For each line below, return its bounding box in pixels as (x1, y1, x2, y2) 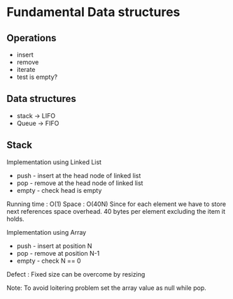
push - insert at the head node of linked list (16, 171, 141, 180)
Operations (6, 32, 57, 44)
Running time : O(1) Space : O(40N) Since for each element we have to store (6, 200, 227, 208)
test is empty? (16, 73, 57, 81)
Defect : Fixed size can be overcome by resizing (6, 270, 146, 278)
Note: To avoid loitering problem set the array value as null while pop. (6, 284, 207, 292)
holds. (6, 214, 25, 223)
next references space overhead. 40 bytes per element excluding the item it (6, 207, 225, 215)
